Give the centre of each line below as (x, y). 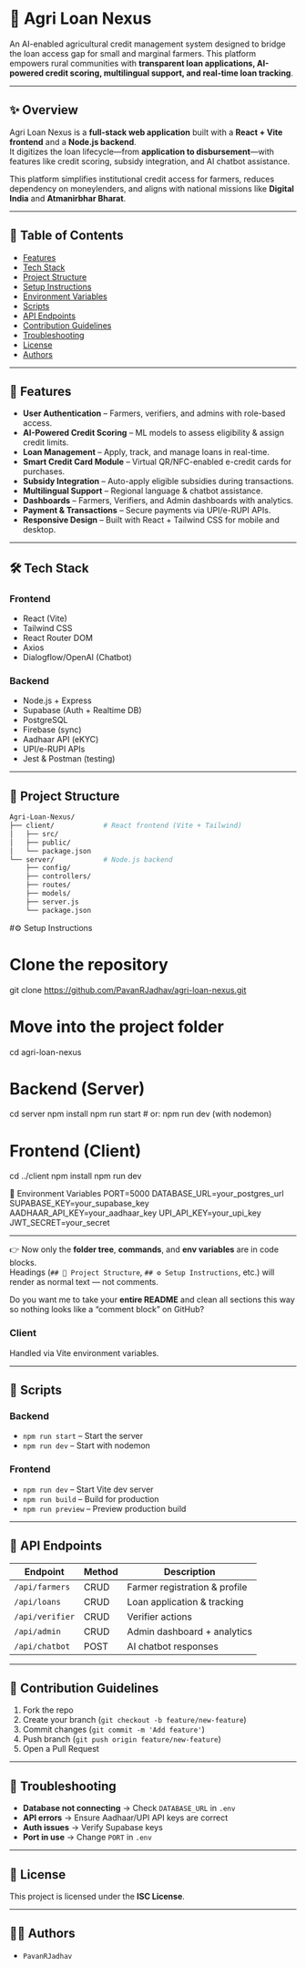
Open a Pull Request (61, 1749)
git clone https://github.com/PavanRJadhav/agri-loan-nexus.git (128, 989)
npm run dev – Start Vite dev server (88, 1489)
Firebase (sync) (52, 730)
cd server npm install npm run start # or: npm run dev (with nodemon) (141, 1114)
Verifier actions (160, 1616)
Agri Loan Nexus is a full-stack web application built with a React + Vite (146, 132)
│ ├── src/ (34, 834)
